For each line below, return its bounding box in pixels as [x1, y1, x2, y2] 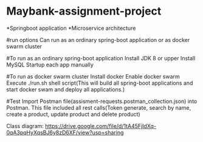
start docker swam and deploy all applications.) [6, 85, 125, 93]
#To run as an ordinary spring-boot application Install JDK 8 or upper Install [6, 54, 196, 62]
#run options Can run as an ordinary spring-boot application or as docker [6, 36, 190, 43]
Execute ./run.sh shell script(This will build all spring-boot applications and [6, 79, 193, 87]
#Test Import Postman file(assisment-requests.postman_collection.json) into [6, 98, 198, 105]
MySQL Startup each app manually [6, 61, 94, 68]
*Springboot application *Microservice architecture [6, 24, 136, 32]
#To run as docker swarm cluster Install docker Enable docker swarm [6, 73, 181, 80]
